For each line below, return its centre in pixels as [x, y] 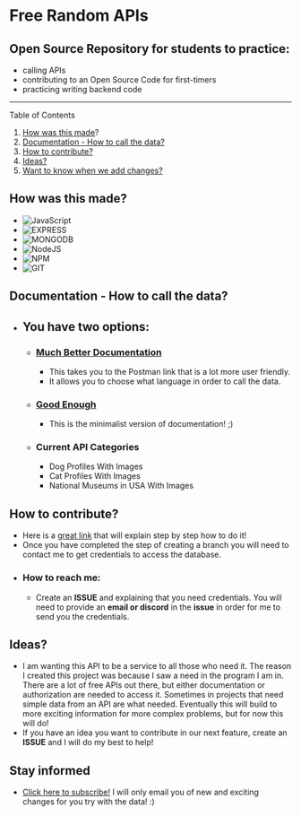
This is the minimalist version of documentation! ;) [141, 424]
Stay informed [50, 771]
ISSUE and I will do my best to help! [88, 742]
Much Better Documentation [99, 352]
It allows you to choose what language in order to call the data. [165, 381]
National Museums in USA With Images [121, 486]
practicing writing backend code [82, 89]
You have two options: [86, 327]
